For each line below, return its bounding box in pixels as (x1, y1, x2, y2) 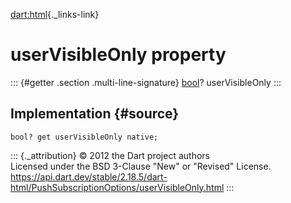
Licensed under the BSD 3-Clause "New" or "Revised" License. (10, 160, 272, 172)
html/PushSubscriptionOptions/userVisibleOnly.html (10, 181, 225, 193)
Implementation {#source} (10, 105, 180, 123)
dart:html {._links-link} (10, 9, 100, 20)
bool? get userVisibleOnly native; (10, 132, 159, 142)
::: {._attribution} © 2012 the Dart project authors (10, 149, 210, 161)
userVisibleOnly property (10, 44, 227, 66)
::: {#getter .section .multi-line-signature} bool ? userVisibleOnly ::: (10, 76, 282, 88)
